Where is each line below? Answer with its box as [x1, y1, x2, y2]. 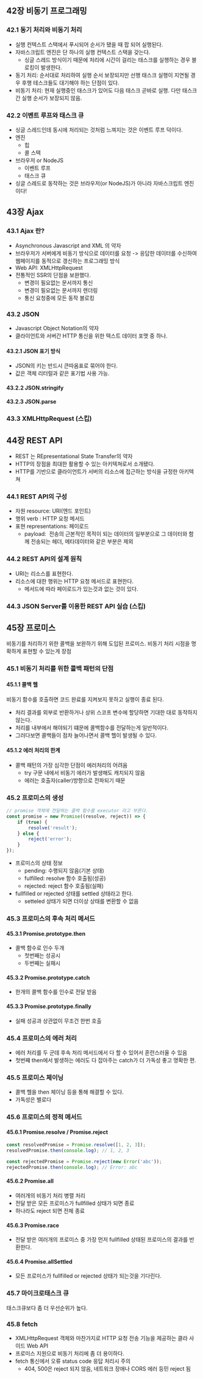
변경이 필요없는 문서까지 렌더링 [24, 286, 98, 294]
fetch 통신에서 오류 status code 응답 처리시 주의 [15, 1357, 131, 1365]
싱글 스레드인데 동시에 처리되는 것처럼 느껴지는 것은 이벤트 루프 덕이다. [15, 126, 183, 133]
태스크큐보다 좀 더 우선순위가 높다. [6, 1304, 88, 1311]
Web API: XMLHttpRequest [15, 264, 84, 271]
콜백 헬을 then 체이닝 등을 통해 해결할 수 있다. [15, 1088, 124, 1096]
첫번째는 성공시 [24, 952, 61, 959]
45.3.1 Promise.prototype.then [6, 930, 86, 937]
